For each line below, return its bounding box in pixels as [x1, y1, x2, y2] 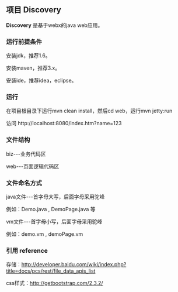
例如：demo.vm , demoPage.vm [6, 231, 83, 238]
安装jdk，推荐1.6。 [6, 52, 51, 59]
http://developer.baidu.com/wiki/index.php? [21, 261, 127, 268]
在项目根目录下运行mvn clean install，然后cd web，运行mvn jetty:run [6, 107, 173, 115]
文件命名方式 [6, 178, 43, 187]
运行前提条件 [6, 37, 43, 46]
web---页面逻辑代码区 [6, 163, 60, 170]
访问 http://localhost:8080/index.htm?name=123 [6, 120, 122, 127]
